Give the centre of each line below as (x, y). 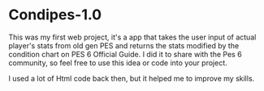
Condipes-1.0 (55, 15)
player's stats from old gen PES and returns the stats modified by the (124, 45)
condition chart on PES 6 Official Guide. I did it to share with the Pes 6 (125, 54)
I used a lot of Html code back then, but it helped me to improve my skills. (132, 78)
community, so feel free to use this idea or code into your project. (118, 63)
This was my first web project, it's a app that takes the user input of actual (132, 37)
